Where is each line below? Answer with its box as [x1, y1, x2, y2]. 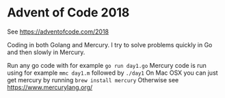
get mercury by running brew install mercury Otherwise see [7, 75, 179, 84]
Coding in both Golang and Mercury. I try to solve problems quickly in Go [7, 40, 213, 49]
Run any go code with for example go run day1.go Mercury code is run [7, 61, 207, 69]
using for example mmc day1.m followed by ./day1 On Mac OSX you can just [7, 69, 218, 77]
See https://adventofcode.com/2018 [7, 27, 109, 36]
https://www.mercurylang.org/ [7, 83, 93, 91]
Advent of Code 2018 [7, 5, 130, 21]
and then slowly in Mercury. [7, 48, 85, 56]
